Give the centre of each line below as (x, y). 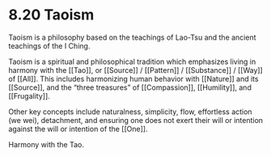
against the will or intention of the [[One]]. (78, 129)
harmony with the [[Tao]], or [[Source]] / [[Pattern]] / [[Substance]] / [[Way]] (135, 70)
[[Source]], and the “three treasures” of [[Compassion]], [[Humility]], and (130, 87)
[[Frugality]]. (29, 95)
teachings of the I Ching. (49, 45)
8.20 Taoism (51, 15)
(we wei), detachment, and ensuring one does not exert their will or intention (136, 120)
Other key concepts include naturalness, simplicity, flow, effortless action (130, 112)
